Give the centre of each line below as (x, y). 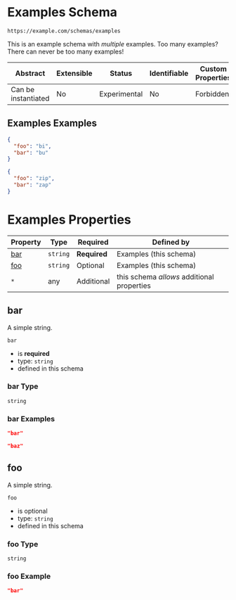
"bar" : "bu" (31, 153)
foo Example (29, 576)
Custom (213, 69)
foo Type (23, 544)
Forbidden (212, 94)
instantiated (30, 98)
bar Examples (31, 419)
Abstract (30, 73)
